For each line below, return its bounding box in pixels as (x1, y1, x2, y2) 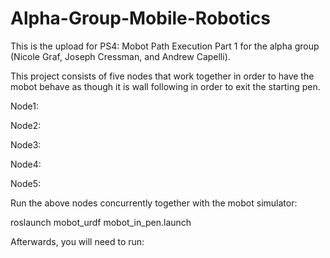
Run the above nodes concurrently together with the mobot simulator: (10, 197, 298, 209)
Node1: (10, 100, 39, 112)
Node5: (10, 177, 42, 189)
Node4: (10, 158, 42, 170)
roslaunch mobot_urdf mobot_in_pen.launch (10, 216, 192, 228)
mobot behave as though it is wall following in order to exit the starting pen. (10, 80, 321, 92)
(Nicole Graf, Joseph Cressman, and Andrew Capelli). (10, 50, 231, 62)
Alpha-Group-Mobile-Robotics (10, 7, 271, 30)
